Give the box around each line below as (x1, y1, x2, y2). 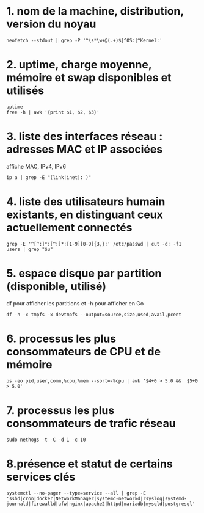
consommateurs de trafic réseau (6, 417, 176, 430)
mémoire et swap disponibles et (6, 71, 172, 85)
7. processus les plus (6, 403, 115, 417)
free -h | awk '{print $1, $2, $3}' (6, 109, 100, 115)
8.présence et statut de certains (6, 457, 173, 471)
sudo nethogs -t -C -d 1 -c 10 (6, 437, 86, 443)
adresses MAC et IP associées (6, 142, 163, 156)
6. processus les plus (6, 332, 117, 346)
